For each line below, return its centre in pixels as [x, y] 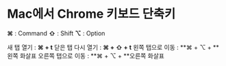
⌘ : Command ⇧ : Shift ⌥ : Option [56, 33]
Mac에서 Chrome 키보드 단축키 [91, 14]
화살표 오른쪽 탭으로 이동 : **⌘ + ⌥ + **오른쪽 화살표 [92, 56]
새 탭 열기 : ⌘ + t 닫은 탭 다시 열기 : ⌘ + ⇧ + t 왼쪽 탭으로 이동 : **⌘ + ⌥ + [109, 47]
